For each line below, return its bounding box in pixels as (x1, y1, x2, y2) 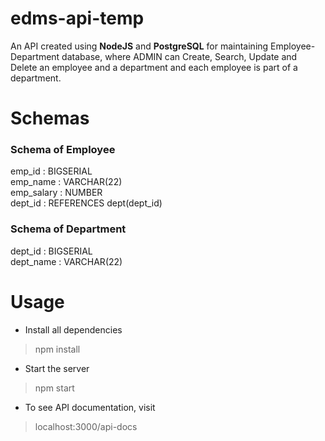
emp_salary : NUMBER (10, 187, 103, 199)
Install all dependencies (24, 323, 123, 336)
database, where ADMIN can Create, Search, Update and (61, 50, 298, 62)
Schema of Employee (10, 143, 116, 157)
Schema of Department (10, 222, 127, 236)
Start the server (24, 362, 90, 374)
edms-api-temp (10, 7, 145, 30)
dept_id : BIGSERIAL (10, 245, 93, 257)
